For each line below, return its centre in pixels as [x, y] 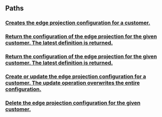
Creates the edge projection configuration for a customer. [78, 23]
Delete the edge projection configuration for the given [73, 103]
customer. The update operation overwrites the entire [73, 83]
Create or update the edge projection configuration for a [76, 77]
